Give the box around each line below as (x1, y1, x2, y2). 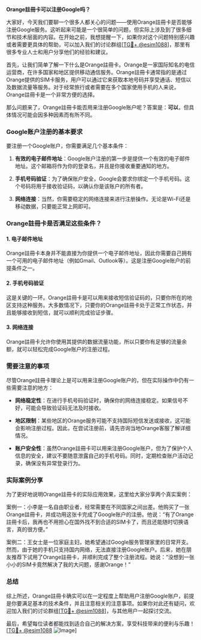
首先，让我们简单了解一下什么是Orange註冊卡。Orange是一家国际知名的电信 (6, 61, 195, 68)
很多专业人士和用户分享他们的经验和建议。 (6, 48, 111, 56)
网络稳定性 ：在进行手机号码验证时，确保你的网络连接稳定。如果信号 (14, 397, 183, 404)
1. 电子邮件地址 (6, 235, 43, 242)
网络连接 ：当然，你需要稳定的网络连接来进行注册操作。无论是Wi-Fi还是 (14, 196, 191, 203)
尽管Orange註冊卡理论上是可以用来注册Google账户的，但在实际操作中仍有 (6, 377, 190, 384)
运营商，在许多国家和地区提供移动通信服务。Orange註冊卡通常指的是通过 (6, 69, 187, 75)
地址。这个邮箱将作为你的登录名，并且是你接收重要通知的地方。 (14, 163, 172, 170)
